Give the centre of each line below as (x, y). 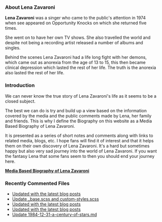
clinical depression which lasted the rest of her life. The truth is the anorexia (81, 68)
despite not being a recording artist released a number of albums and (74, 43)
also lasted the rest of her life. (35, 73)
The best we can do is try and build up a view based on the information (76, 110)
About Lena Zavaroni (30, 7)
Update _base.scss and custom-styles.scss (55, 199)
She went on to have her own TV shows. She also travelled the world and (78, 37)
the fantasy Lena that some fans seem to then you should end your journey (80, 156)
